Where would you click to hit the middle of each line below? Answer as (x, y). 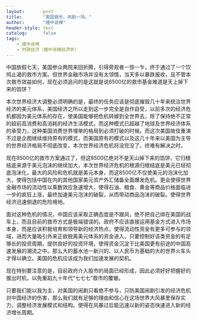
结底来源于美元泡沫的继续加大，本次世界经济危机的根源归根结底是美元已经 (96, 165)
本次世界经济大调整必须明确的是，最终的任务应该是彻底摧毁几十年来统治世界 (98, 101)
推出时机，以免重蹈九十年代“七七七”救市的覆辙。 (65, 278)
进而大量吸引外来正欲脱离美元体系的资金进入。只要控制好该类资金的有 (101, 236)
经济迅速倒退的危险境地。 (37, 202)
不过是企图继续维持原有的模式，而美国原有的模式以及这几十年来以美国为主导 (98, 138)
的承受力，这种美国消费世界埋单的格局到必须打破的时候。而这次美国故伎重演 (98, 131)
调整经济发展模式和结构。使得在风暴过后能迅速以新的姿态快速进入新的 (101, 305)
